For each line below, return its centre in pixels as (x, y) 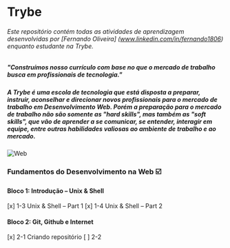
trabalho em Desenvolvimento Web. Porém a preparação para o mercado (114, 107)
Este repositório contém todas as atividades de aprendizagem (96, 31)
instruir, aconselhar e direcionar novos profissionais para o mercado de (113, 99)
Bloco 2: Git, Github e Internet (51, 222)
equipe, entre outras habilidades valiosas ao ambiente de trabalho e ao (112, 129)
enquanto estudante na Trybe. (51, 46)
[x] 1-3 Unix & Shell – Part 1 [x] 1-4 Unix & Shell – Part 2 (85, 206)
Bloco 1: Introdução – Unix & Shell (56, 191)
